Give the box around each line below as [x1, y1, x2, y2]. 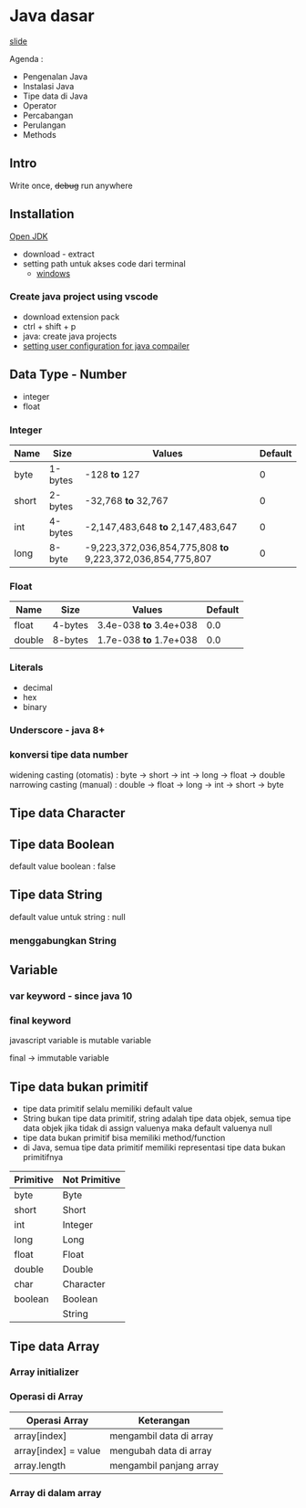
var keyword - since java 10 [9, 990, 133, 1002]
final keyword [9, 1014, 71, 1027]
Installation [9, 206, 75, 222]
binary [22, 701, 47, 712]
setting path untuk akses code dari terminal [22, 257, 187, 269]
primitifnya [22, 1152, 64, 1163]
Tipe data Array [9, 1338, 100, 1354]
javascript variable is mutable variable [9, 1035, 152, 1046]
